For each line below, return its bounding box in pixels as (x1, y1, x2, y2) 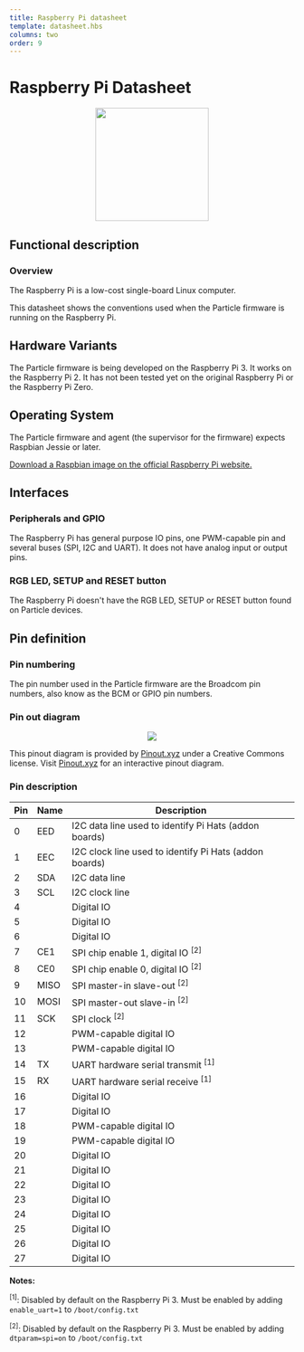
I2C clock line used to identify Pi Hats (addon (71, 845, 264, 858)
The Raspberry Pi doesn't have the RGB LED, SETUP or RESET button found (9, 595, 292, 606)
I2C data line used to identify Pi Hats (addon (71, 819, 260, 832)
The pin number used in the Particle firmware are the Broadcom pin (9, 679, 261, 690)
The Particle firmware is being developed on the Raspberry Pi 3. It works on (9, 362, 292, 373)
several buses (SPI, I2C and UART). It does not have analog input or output (9, 542, 288, 553)
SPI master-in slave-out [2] (71, 978, 189, 992)
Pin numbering (9, 658, 76, 671)
